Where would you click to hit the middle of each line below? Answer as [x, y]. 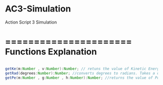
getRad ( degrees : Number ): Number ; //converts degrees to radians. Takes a [80, 73]
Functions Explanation [51, 52]
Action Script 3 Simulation [31, 22]
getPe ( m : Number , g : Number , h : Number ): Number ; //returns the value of [79, 78]
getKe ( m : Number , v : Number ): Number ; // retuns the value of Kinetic [76, 69]
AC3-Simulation [38, 9]
